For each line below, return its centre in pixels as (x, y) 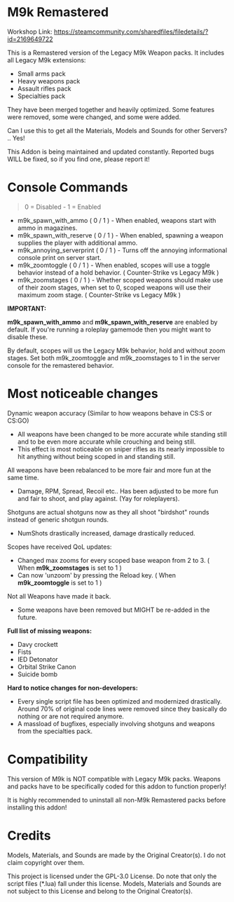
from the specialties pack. (55, 731)
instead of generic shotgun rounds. (58, 519)
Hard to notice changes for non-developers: (73, 688)
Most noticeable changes (83, 394)
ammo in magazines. (47, 228)
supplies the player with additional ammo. (77, 242)
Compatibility (48, 759)
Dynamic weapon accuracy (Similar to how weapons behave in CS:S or (110, 413)
